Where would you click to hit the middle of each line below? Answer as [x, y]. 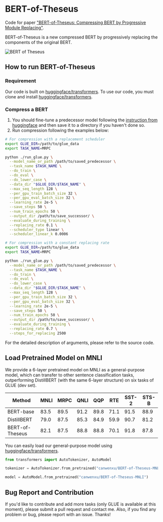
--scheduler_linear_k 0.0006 [39, 234]
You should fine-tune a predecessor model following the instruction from [85, 120]
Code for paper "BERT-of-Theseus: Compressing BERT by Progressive [76, 22]
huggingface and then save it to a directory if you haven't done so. [79, 125]
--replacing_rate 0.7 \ [33, 329]
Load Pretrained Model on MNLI [54, 358]
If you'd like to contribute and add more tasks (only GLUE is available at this [81, 504]
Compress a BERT [27, 109]
